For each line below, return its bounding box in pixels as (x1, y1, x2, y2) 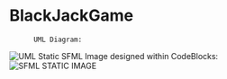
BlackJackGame (9, 5, 133, 26)
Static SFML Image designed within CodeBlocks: (37, 50, 219, 61)
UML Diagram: (32, 35, 83, 44)
